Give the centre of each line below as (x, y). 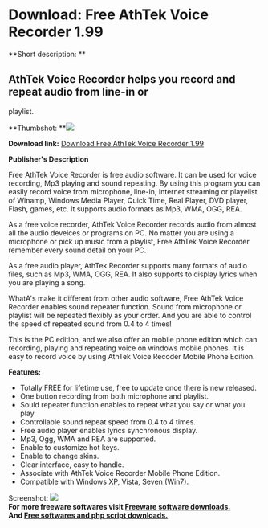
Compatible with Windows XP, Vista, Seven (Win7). (104, 481)
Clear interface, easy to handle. (72, 465)
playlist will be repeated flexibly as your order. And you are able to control (130, 315)
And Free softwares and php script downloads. (88, 515)
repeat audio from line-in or (78, 92)
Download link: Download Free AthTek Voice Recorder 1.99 (106, 143)
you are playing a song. (47, 282)
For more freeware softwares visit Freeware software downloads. (120, 506)
